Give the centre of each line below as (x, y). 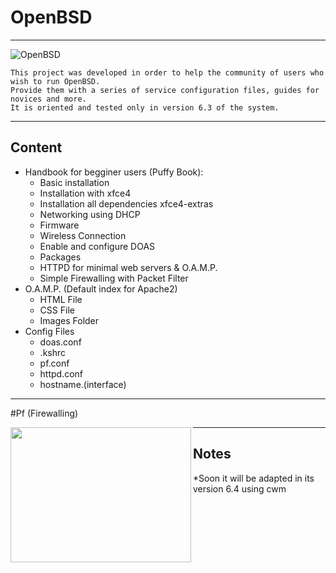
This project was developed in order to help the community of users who (167, 72)
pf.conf (54, 363)
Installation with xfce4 (85, 193)
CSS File (57, 310)
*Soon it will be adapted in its (254, 478)
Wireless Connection (83, 235)
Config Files (49, 331)
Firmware (59, 225)
